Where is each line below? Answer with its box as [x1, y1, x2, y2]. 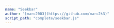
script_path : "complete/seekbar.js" [5, 16, 79, 20]
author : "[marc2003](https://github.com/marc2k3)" [5, 11, 110, 16]
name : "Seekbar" [5, 7, 38, 12]
